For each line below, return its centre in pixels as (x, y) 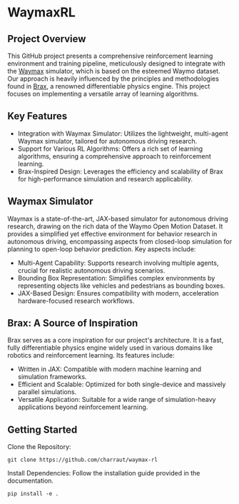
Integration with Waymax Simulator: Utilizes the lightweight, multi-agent (123, 133)
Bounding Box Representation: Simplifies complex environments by (116, 278)
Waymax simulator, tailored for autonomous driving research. (107, 141)
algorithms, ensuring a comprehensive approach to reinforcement (115, 156)
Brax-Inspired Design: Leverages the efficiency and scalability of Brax (120, 171)
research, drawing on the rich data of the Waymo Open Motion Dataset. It (115, 226)
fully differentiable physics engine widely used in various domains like (110, 348)
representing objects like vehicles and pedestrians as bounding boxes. (121, 286)
